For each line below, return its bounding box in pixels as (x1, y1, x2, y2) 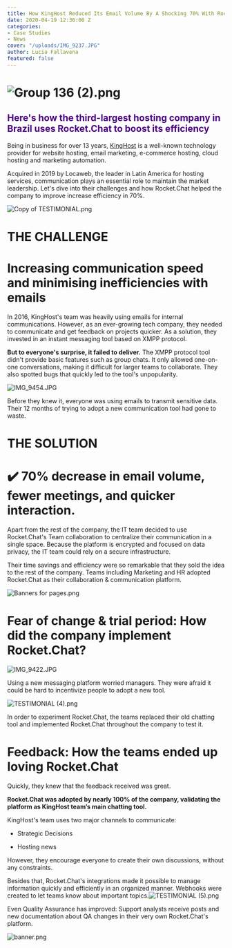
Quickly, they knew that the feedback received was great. (7, 782, 171, 790)
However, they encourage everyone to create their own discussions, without (7, 855, 224, 864)
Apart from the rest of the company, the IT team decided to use (7, 525, 188, 534)
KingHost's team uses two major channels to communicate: (7, 815, 177, 824)
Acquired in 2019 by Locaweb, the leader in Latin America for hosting (7, 169, 204, 177)
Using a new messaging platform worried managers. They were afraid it (7, 678, 211, 687)
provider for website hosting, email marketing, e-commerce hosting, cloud (7, 148, 219, 157)
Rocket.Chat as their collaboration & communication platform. (7, 576, 182, 583)
